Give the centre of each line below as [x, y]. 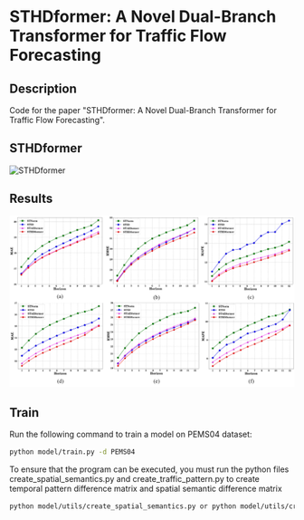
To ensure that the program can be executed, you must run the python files [149, 469]
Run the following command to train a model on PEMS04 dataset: [131, 434]
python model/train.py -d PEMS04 [72, 452]
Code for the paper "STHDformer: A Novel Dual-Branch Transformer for [143, 110]
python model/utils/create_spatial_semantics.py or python [123, 506]
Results [31, 199]
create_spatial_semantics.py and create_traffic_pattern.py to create [135, 479]
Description [43, 88]
